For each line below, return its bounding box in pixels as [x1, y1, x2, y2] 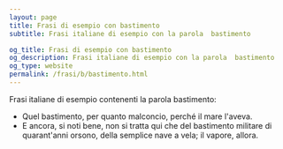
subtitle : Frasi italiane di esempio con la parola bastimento [9, 29, 251, 38]
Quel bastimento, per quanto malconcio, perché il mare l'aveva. [21, 111, 253, 122]
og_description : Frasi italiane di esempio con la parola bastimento [9, 54, 275, 63]
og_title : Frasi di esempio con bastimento [9, 45, 172, 54]
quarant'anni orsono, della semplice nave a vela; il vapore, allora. [21, 130, 259, 140]
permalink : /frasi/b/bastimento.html [9, 70, 149, 79]
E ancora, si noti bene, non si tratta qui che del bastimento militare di [21, 120, 272, 130]
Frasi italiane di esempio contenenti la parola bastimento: [9, 93, 217, 104]
